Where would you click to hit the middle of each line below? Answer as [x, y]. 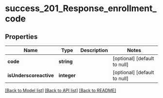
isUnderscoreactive [31, 75]
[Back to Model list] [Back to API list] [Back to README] [61, 90]
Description [94, 50]
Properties [21, 37]
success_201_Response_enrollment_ [81, 8]
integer [67, 75]
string [65, 61]
